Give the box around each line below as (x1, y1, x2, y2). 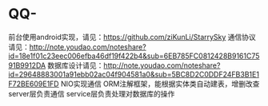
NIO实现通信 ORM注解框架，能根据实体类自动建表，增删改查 (60, 79, 260, 88)
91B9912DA (8, 61, 46, 70)
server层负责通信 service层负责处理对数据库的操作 (8, 88, 175, 98)
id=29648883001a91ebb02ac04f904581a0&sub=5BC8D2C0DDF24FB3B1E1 (8, 69, 260, 79)
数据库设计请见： (47, 61, 104, 70)
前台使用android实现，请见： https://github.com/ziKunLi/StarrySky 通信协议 (8, 32, 256, 41)
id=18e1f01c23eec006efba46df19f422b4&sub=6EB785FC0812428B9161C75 (8, 51, 260, 61)
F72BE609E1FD (8, 79, 59, 88)
